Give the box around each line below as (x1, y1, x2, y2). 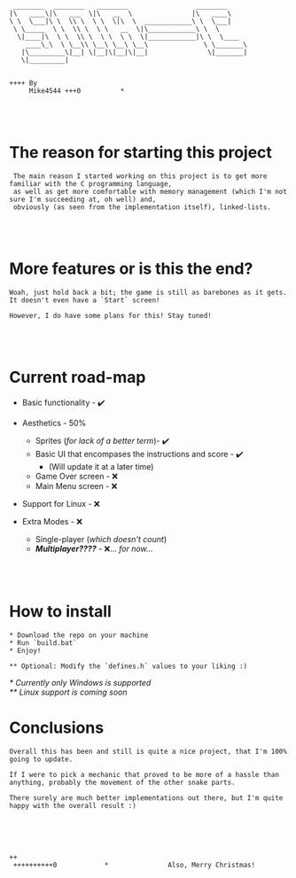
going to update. (9, 755, 74, 764)
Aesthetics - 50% (21, 417, 87, 428)
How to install (9, 602, 113, 621)
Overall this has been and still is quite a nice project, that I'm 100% (9, 747, 288, 756)
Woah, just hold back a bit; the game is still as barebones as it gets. (9, 288, 288, 297)
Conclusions (9, 718, 105, 737)
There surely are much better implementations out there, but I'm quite (9, 793, 284, 803)
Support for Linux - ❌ (21, 498, 100, 509)
